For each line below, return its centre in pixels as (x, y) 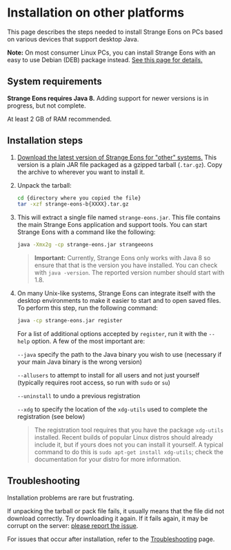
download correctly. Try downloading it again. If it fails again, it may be (108, 518)
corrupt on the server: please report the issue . (73, 525)
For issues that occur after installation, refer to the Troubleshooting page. (111, 539)
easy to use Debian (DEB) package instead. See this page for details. (105, 59)
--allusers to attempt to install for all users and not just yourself (108, 375)
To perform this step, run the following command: (88, 308)
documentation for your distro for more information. (108, 460)
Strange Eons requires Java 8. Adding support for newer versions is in (108, 98)
